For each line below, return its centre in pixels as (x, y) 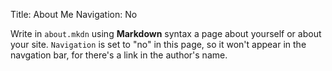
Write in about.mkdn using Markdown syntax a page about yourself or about (166, 33)
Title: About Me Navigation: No (74, 14)
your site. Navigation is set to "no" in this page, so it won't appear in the (158, 44)
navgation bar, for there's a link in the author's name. (119, 55)
